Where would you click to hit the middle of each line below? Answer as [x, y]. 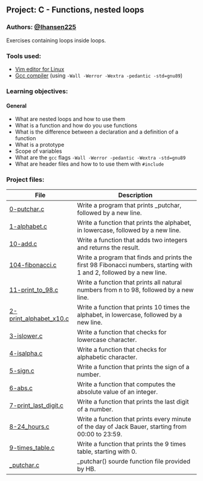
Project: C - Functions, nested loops [75, 10]
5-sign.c [22, 371]
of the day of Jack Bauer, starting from [132, 427]
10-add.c [23, 244]
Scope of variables [38, 151]
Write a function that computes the [126, 384]
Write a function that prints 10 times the [134, 308]
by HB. [86, 469]
